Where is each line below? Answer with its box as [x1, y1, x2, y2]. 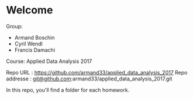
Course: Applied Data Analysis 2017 [6, 58, 92, 65]
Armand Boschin [14, 34, 55, 41]
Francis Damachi [14, 46, 56, 53]
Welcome [6, 3, 53, 17]
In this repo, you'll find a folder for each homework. [6, 86, 130, 93]
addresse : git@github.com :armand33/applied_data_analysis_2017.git [6, 75, 173, 82]
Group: [6, 23, 23, 30]
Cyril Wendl [14, 40, 43, 47]
